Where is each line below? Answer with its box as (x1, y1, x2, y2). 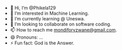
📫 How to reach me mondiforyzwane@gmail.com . (10, 27, 117, 33)
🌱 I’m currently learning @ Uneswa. (10, 16, 85, 21)
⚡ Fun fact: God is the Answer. (10, 40, 74, 46)
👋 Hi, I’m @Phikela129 (10, 5, 56, 11)
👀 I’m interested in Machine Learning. (10, 10, 89, 16)
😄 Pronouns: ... (10, 34, 44, 40)
